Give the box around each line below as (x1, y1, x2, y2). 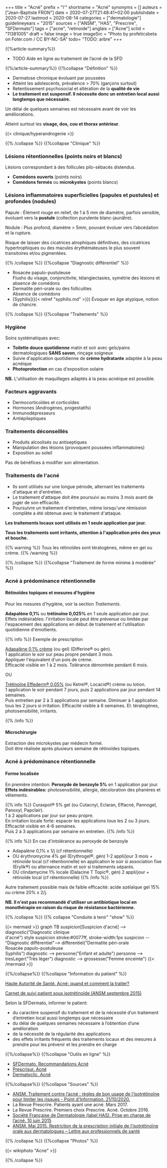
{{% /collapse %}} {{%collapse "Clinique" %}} (5, 140, 101, 146)
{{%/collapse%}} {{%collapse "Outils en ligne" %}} (5, 1051, 111, 1057)
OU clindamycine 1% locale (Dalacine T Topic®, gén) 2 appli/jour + (12, 869, 149, 875)
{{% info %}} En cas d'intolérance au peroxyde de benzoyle (5, 838, 128, 844)
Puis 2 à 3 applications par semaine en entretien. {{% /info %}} (5, 829, 135, 835)
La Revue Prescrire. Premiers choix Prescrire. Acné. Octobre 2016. (12, 1107, 149, 1113)
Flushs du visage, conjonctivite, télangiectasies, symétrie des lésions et (12, 275, 160, 281)
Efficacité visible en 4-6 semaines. (5, 823, 76, 829)
